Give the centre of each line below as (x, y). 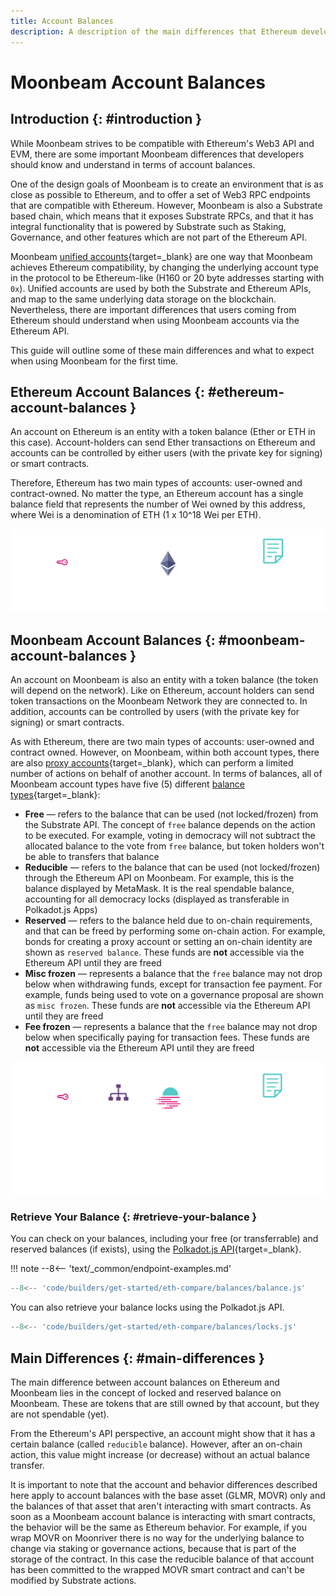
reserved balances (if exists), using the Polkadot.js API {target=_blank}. (156, 1249)
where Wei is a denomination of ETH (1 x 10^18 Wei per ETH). (136, 515)
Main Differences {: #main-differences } (137, 1358)
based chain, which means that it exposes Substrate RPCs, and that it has (162, 216)
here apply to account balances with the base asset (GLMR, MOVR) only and (168, 1495)
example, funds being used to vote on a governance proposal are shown (174, 995)
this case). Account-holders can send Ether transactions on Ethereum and (163, 442)
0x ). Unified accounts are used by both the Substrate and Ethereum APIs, (161, 288)
